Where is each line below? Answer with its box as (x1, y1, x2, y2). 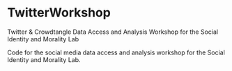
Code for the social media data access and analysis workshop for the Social (7, 48, 225, 57)
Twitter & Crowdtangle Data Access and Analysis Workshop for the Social (7, 28, 218, 36)
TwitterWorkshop (7, 5, 111, 21)
